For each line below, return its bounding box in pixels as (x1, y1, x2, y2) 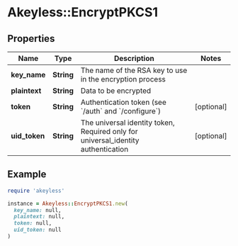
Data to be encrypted (80, 86, 152, 96)
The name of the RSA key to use (80, 65, 188, 75)
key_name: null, (13, 206, 62, 213)
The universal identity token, (80, 118, 175, 128)
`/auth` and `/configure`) (80, 106, 161, 116)
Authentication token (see (80, 97, 166, 107)
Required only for (80, 127, 138, 136)
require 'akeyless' (7, 187, 65, 194)
